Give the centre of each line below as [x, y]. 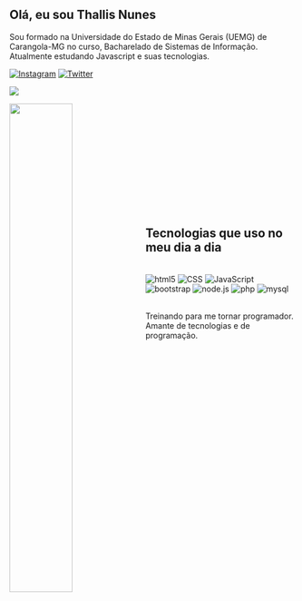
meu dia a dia [183, 247]
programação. [171, 335]
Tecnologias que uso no [214, 234]
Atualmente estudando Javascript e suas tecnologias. [110, 56]
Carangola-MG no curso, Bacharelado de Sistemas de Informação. [134, 46]
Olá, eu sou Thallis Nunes [83, 15]
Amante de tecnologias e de [198, 325]
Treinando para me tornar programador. [219, 316]
